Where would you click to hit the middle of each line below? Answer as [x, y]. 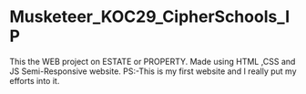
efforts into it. [35, 80]
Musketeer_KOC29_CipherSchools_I [150, 17]
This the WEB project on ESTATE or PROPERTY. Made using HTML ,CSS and [153, 61]
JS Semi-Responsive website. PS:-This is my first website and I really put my [153, 71]
